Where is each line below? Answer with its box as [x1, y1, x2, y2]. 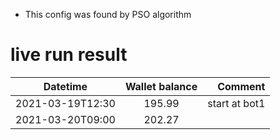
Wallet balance [124, 79, 198, 93]
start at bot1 [207, 96, 266, 110]
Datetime [43, 79, 88, 93]
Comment [217, 79, 266, 93]
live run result [10, 44, 128, 66]
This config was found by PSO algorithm [24, 9, 192, 20]
